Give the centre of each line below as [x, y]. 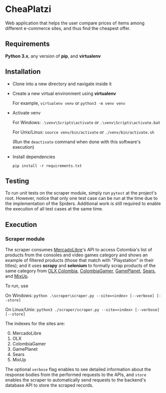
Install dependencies [34, 157]
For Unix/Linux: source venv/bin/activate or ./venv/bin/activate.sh [83, 132]
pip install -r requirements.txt [47, 166]
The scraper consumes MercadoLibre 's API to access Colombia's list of [79, 250]
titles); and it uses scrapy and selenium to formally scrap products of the [81, 266]
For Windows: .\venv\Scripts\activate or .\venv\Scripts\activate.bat [86, 122]
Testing [17, 181]
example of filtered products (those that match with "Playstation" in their [80, 260]
